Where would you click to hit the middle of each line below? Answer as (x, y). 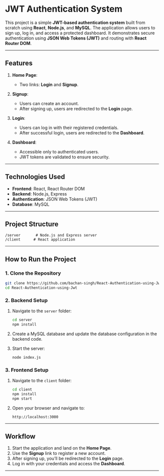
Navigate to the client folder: (42, 381)
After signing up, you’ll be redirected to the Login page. (68, 458)
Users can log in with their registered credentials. (69, 128)
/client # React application (40, 240)
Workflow (20, 437)
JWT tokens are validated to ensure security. (64, 157)
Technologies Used (35, 177)
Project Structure (32, 224)
